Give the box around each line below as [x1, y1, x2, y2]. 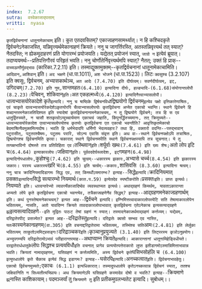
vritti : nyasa [6, 20, 45, 26]
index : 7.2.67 [6, 8, 45, 15]
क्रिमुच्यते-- [151, 115, 171, 121]
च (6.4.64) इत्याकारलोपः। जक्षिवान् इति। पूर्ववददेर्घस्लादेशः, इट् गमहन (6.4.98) [6, 148, 152, 156]
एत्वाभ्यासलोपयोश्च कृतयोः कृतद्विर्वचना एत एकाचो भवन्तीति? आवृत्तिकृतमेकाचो [39, 120, 170, 127]
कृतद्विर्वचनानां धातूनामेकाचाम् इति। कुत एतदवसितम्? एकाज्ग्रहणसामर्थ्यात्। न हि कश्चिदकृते [6, 37, 170, 44]
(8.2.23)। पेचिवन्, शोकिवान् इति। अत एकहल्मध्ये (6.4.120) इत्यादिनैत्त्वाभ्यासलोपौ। [6, 91, 162, 98]
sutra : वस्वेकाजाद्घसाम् [6, 14, 55, 21]
